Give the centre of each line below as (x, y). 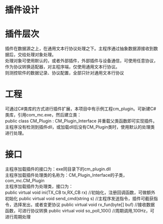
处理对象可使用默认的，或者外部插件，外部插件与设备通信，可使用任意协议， (81, 61)
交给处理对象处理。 (37, 55)
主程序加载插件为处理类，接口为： (39, 186)
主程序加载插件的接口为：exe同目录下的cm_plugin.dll (58, 169)
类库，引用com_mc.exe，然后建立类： (43, 115)
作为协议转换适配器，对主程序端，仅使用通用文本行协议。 (62, 67)
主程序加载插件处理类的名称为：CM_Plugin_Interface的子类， (66, 175)
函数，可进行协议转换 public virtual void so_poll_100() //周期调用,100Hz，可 (80, 211)
